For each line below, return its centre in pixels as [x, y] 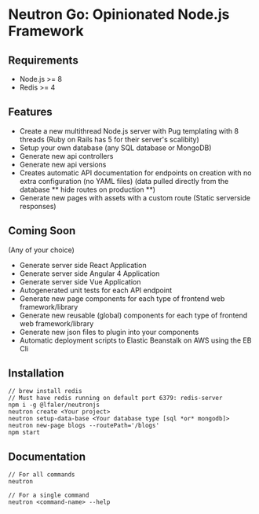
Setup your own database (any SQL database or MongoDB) [115, 148]
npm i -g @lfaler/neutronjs [54, 405]
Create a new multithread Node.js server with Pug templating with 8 [129, 130]
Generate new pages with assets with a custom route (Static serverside [135, 197]
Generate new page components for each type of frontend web [122, 298]
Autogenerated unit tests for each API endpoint [96, 290]
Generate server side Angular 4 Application [89, 274]
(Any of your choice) [41, 250]
